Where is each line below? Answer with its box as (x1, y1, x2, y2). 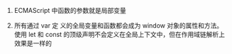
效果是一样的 (13, 39, 52, 48)
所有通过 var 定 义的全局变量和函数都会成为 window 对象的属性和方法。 (13, 21, 223, 30)
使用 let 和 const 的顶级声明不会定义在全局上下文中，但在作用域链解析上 (13, 31, 226, 38)
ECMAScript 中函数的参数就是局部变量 (13, 6, 126, 14)
